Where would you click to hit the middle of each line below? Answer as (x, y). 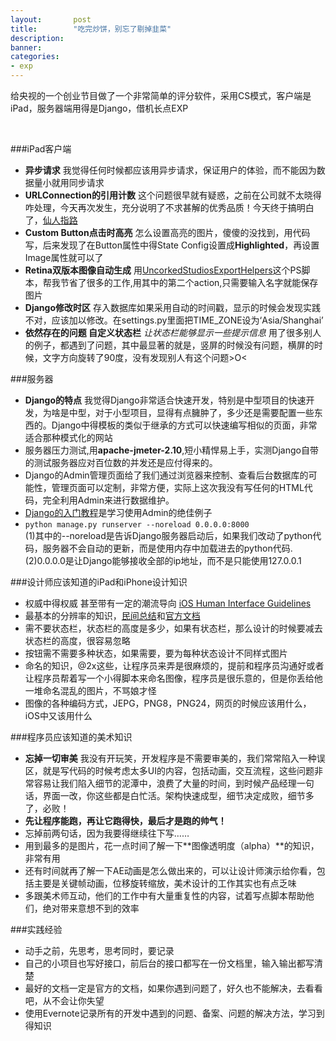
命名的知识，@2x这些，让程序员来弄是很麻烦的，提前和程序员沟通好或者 (174, 665)
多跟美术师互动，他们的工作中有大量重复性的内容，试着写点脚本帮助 (165, 895)
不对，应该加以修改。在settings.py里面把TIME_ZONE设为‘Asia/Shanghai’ (174, 320)
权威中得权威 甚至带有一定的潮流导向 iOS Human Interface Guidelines (168, 603)
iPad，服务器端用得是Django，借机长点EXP (99, 108)
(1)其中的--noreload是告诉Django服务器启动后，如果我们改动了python (168, 535)
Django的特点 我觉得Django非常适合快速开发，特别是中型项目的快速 (165, 400)
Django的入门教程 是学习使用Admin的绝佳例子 (118, 512)
